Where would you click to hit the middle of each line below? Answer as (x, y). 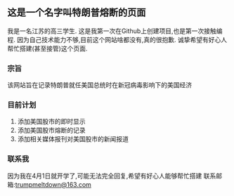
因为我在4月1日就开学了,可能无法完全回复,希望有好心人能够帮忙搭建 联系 (112, 176)
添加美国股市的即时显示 (51, 122)
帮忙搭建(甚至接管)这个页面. (47, 48)
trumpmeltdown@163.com (53, 184)
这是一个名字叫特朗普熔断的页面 (77, 13)
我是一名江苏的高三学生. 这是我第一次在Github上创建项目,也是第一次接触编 (115, 31)
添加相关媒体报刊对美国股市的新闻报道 (73, 139)
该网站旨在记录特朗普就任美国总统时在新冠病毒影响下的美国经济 (99, 85)
